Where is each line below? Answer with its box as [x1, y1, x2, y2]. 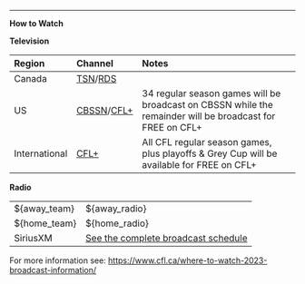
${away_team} [14, 202, 75, 214]
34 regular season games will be [142, 87, 281, 100]
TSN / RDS [75, 73, 117, 84]
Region [14, 57, 45, 69]
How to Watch [9, 18, 64, 28]
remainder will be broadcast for [142, 110, 276, 122]
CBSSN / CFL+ [75, 104, 133, 116]
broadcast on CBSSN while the [142, 99, 274, 111]
